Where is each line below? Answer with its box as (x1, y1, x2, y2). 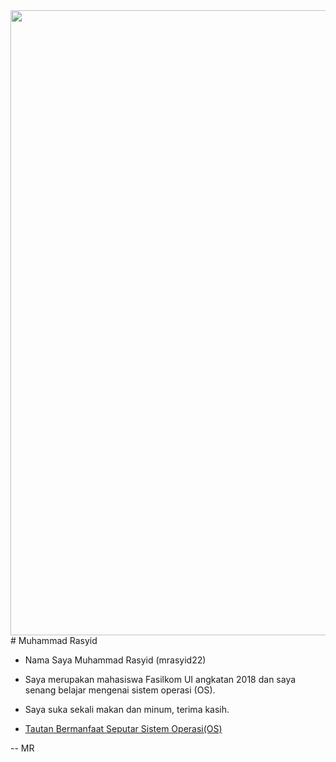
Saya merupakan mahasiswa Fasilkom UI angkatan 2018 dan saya (24, 674, 297, 685)
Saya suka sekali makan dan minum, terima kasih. (24, 704, 230, 715)
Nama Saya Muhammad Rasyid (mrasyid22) (24, 654, 207, 666)
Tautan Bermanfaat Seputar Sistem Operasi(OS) (24, 723, 223, 734)
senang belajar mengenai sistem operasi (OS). (24, 684, 216, 696)
